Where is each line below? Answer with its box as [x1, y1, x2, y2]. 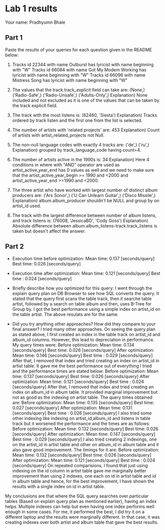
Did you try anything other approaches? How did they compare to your [12, 321, 156, 327]
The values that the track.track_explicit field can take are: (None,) [12, 87, 145, 93]
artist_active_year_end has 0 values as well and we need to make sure [12, 167, 154, 173]
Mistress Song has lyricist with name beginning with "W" [12, 77, 128, 83]
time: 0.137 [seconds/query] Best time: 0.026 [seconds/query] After [12, 373, 150, 379]
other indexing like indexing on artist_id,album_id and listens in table [12, 415, 151, 421]
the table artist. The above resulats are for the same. [12, 311, 119, 317]
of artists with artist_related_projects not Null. [12, 132, 105, 138]
